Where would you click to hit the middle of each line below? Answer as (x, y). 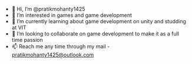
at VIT (19, 27)
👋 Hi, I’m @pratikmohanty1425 (48, 9)
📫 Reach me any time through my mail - (61, 46)
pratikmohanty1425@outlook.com (53, 55)
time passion (27, 40)
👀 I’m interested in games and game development (72, 15)
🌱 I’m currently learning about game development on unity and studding (99, 21)
